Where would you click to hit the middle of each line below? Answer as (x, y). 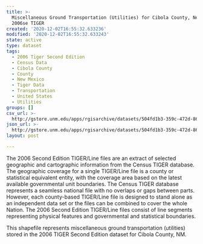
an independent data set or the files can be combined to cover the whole (97, 203)
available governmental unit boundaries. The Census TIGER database (93, 184)
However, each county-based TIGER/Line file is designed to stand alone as (99, 197)
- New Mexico (28, 79)
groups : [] (20, 107)
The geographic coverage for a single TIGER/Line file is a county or (90, 171)
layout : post (23, 136)
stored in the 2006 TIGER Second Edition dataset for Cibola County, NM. (96, 234)
